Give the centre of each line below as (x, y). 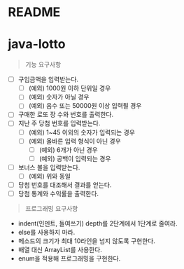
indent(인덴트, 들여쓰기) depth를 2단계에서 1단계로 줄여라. (98, 223)
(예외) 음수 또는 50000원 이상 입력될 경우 (85, 106)
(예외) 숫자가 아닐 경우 (59, 97)
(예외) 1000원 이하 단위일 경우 (70, 88)
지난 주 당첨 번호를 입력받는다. (59, 123)
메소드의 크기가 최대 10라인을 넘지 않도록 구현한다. (87, 241)
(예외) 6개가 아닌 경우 (69, 150)
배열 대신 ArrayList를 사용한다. (60, 250)
